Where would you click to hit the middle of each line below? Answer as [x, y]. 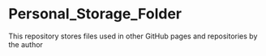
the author [26, 44]
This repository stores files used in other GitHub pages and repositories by [133, 36]
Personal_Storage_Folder [95, 14]
